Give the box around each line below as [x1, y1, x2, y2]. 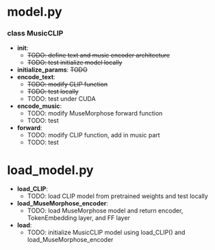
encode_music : [16, 102, 62, 110]
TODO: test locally [27, 87, 79, 96]
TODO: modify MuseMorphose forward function [27, 109, 163, 117]
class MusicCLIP [7, 29, 64, 38]
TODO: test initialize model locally [27, 59, 123, 67]
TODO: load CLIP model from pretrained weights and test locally [27, 192, 209, 200]
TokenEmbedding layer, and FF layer [27, 214, 130, 222]
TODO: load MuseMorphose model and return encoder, [27, 206, 184, 215]
